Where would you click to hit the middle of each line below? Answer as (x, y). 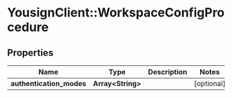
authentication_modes (48, 84)
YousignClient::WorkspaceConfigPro (116, 13)
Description (168, 72)
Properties (30, 53)
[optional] (210, 84)
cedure (28, 27)
